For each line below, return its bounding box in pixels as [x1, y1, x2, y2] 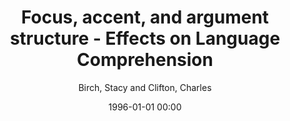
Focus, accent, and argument [20, 6, 270, 29]
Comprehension [76, 49, 214, 71]
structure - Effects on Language [9, 27, 281, 50]
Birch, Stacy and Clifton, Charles [78, 81, 212, 93]
